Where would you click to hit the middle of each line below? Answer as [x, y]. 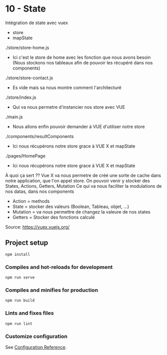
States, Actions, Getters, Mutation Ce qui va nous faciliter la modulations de [83, 186]
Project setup [27, 243]
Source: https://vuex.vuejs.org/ [37, 227]
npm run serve [20, 277]
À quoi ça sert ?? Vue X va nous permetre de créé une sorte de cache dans [83, 175]
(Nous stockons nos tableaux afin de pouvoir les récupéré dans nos [82, 62]
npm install [18, 254]
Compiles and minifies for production [52, 290]
